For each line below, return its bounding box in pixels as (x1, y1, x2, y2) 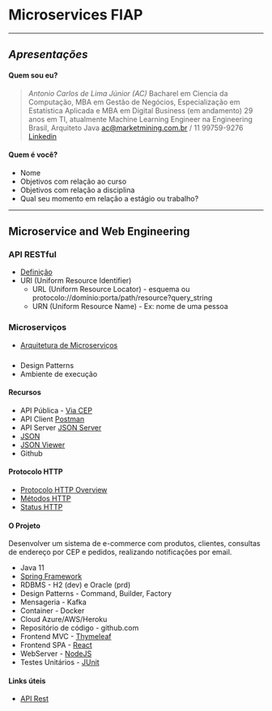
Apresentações (8, 48, 88, 61)
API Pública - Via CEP (19, 405, 93, 415)
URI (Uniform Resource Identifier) (19, 276, 132, 286)
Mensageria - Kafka (19, 597, 87, 607)
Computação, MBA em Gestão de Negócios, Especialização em (28, 97, 240, 107)
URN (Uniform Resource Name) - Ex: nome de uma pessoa (32, 302, 228, 311)
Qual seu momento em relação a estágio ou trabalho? (19, 193, 199, 203)
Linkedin (28, 131, 57, 141)
